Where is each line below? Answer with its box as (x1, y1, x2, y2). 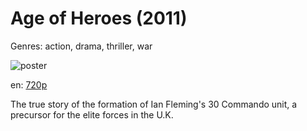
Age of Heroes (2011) (10, 7, 188, 30)
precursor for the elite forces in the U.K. (10, 108, 174, 121)
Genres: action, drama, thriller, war (10, 40, 153, 52)
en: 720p (10, 78, 48, 91)
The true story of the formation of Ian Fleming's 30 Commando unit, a (10, 98, 298, 110)
